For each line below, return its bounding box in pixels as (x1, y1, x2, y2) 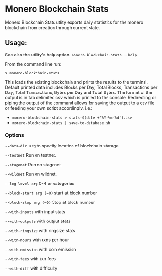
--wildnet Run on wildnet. (5, 171, 57, 177)
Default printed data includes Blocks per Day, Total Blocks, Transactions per (5, 84, 158, 90)
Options (5, 131, 24, 138)
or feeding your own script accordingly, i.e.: (5, 105, 92, 110)
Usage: (5, 39, 28, 47)
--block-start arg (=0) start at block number (5, 190, 97, 196)
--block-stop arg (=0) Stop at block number (5, 200, 95, 205)
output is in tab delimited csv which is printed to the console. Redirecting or (5, 94, 157, 100)
